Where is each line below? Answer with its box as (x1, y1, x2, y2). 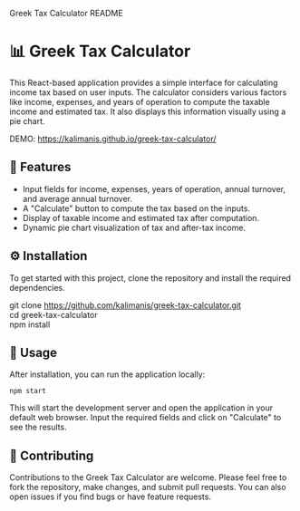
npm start (9, 387, 47, 396)
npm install (9, 319, 51, 330)
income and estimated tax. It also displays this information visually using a (9, 106, 286, 117)
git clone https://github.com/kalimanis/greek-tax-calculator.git (9, 299, 242, 311)
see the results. (9, 421, 67, 433)
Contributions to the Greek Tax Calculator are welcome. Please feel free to (9, 472, 287, 483)
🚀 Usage (9, 344, 57, 361)
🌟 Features (9, 159, 72, 175)
